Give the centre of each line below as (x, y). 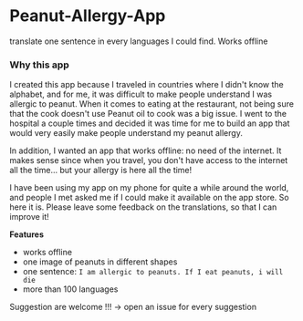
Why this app (40, 65)
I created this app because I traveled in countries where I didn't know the (147, 85)
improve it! (30, 217)
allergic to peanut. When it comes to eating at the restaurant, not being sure (152, 104)
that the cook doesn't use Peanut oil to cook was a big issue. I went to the (148, 114)
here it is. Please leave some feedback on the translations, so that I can (143, 207)
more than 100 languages (70, 289)
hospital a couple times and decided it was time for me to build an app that (150, 123)
